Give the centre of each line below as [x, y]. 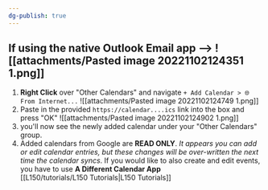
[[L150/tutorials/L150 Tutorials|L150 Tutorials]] [95, 178]
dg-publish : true [37, 16]
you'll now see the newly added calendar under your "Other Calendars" [138, 127]
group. [31, 135]
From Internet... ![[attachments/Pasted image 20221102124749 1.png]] [139, 101]
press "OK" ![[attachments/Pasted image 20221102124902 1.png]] [129, 118]
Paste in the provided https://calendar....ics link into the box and [132, 110]
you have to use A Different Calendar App [90, 169]
